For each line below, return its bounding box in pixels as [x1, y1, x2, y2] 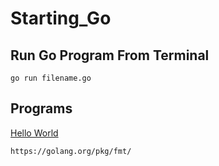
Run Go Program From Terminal [10, 47, 210, 64]
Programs [10, 100, 73, 117]
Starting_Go [10, 7, 112, 30]
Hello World [10, 127, 59, 139]
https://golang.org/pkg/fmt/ [10, 146, 132, 156]
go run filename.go [10, 73, 92, 83]
